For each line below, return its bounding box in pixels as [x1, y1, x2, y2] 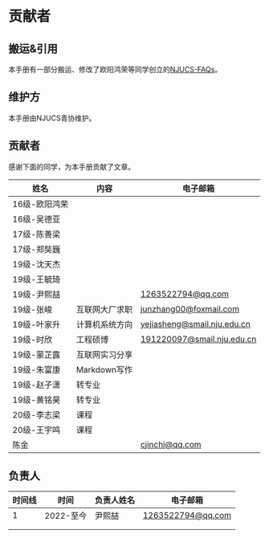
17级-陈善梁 [12, 228, 61, 239]
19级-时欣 [12, 334, 53, 345]
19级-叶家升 [12, 319, 61, 330]
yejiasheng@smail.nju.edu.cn [140, 318, 251, 329]
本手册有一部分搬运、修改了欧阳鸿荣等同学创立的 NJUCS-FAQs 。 [8, 65, 222, 74]
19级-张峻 [12, 304, 53, 315]
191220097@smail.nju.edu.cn [140, 333, 257, 344]
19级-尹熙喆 [12, 288, 61, 300]
